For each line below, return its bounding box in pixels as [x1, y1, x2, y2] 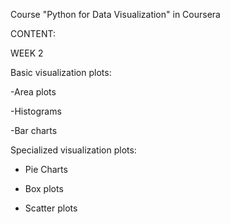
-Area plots [10, 86, 57, 98]
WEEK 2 [10, 47, 44, 59]
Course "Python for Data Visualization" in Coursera [10, 9, 221, 20]
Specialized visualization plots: [10, 144, 137, 156]
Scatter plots [24, 202, 78, 214]
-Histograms [10, 105, 62, 117]
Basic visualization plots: [10, 67, 112, 78]
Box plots [24, 183, 64, 194]
